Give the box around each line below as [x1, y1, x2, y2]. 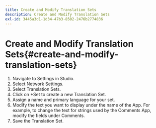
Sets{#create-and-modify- [5, 48, 119, 60]
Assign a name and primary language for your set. [12, 97, 115, 103]
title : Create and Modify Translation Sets [5, 7, 97, 12]
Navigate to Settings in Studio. [12, 76, 75, 82]
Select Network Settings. [12, 81, 64, 87]
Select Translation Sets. [12, 86, 61, 92]
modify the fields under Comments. [12, 113, 85, 119]
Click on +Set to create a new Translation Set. [12, 92, 106, 98]
